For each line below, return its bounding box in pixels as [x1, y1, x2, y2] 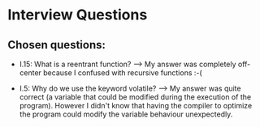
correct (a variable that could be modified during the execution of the [19, 92, 252, 102]
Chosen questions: [7, 38, 106, 52]
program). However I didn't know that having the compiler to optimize [19, 101, 253, 110]
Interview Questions [7, 6, 148, 24]
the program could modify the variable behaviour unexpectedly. [19, 109, 233, 119]
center [19, 68, 42, 78]
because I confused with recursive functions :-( [43, 68, 202, 78]
